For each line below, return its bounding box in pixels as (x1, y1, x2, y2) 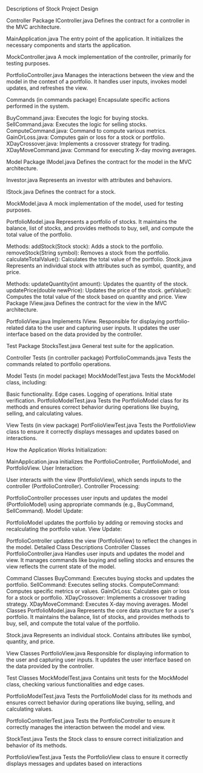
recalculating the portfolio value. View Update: (6, 526, 122, 532)
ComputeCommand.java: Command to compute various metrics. (6, 127, 167, 134)
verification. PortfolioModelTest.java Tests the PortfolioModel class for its (6, 397, 189, 404)
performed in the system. (6, 102, 70, 110)
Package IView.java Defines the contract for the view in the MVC (6, 299, 167, 307)
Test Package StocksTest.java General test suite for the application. (6, 343, 175, 349)
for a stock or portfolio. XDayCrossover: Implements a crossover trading (6, 594, 186, 601)
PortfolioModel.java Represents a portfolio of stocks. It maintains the (6, 218, 177, 225)
